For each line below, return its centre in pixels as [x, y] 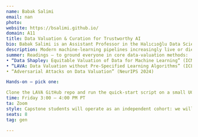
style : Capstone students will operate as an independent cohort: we [93, 109]
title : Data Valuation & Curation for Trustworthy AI [74, 39]
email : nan [19, 17]
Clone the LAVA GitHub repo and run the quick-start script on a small [96, 93]
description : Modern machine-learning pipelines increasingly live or [95, 50]
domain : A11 [21, 33]
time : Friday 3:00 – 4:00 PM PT [46, 98]
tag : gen [17, 120]
